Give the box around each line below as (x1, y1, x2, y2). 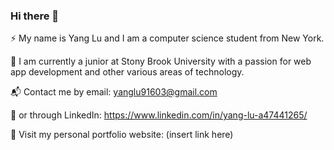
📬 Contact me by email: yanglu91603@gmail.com (10, 86, 218, 98)
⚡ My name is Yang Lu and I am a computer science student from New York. (10, 32, 325, 44)
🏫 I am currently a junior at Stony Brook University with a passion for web (10, 55, 312, 68)
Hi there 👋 (10, 9, 60, 23)
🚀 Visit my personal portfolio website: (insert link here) (10, 129, 234, 141)
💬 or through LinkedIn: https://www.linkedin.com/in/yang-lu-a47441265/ (10, 109, 308, 121)
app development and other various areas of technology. (10, 66, 245, 78)
